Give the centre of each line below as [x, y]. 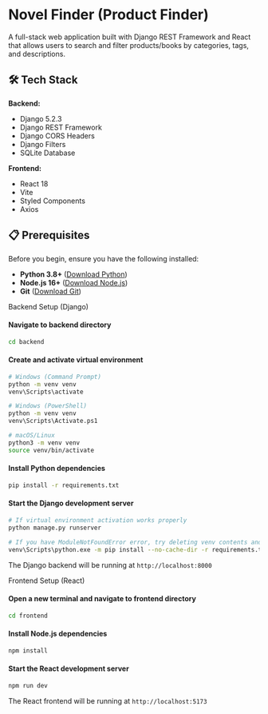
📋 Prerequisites [49, 235]
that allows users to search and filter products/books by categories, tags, [129, 45]
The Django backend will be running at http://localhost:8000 [110, 564]
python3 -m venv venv [44, 443]
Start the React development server [69, 668]
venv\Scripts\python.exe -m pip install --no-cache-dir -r [108, 549]
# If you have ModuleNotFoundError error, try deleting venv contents [128, 542]
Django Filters [43, 144]
